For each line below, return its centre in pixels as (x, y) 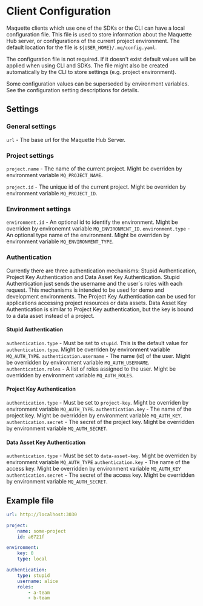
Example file (30, 501)
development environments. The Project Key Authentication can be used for (101, 296)
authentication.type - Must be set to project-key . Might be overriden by (98, 402)
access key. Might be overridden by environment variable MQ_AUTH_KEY (94, 469)
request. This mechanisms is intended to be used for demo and (85, 290)
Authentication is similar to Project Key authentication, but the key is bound (100, 309)
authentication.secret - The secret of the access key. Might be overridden (101, 475)
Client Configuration (59, 11)
